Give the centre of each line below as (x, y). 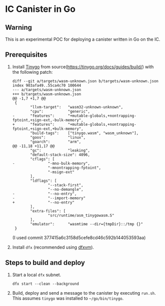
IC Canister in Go (40, 9)
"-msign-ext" (61, 172)
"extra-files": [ (48, 211)
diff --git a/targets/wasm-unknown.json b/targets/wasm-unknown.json (85, 81)
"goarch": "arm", (56, 142)
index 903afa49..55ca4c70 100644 (47, 85)
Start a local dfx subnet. (37, 275)
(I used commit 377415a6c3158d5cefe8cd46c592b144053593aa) (79, 237)
